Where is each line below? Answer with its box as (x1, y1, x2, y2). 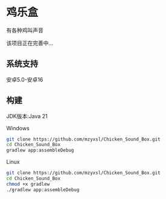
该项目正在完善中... (6, 39, 54, 46)
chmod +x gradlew (6, 181, 50, 187)
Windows (6, 124, 30, 131)
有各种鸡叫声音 (6, 27, 43, 34)
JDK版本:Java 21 (6, 112, 48, 119)
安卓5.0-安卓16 (6, 76, 43, 83)
